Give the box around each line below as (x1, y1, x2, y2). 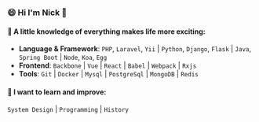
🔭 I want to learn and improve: (7, 87, 107, 97)
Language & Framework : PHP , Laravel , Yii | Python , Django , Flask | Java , (18, 44, 252, 54)
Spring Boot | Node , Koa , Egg (18, 53, 108, 62)
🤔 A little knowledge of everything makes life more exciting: (7, 27, 206, 36)
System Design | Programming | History (7, 105, 129, 114)
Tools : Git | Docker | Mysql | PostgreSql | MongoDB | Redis (18, 69, 199, 79)
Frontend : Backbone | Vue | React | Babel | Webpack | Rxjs (18, 61, 197, 70)
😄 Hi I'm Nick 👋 (7, 7, 67, 18)
